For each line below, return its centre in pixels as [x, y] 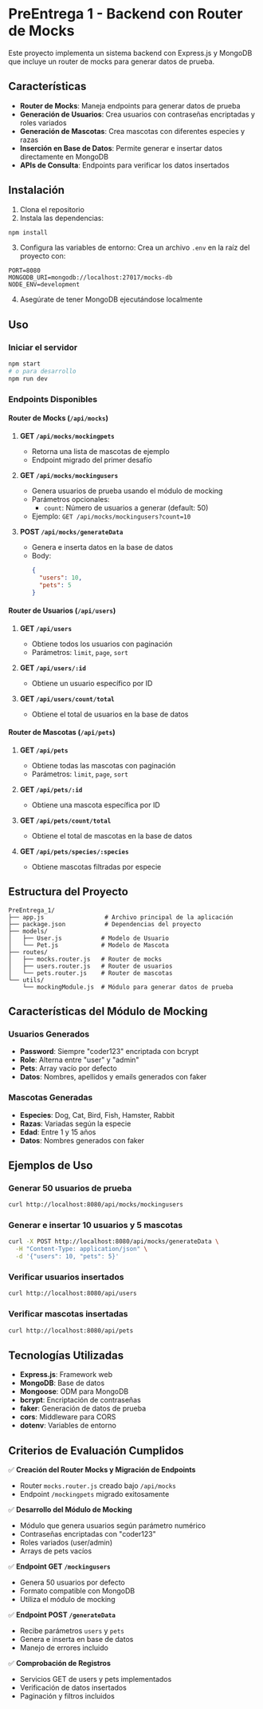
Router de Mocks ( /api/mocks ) [59, 418]
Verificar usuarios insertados [66, 1277]
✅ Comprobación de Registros [60, 1664]
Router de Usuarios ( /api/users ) [62, 610]
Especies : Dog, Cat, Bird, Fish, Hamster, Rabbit [97, 1115]
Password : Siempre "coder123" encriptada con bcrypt [109, 1052]
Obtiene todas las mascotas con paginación [104, 765]
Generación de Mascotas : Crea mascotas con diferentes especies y [132, 131]
